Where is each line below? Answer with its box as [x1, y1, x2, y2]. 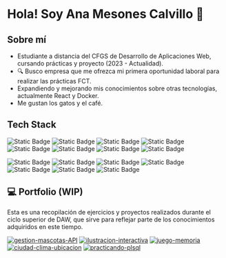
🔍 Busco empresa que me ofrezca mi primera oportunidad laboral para [17, 67, 220, 75]
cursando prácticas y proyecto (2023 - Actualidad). [17, 59, 164, 68]
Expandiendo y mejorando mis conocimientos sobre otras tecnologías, [17, 84, 218, 92]
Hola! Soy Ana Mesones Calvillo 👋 [7, 6, 205, 22]
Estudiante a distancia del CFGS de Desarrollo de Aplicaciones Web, [17, 52, 212, 60]
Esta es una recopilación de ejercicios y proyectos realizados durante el [7, 208, 212, 216]
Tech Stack [7, 119, 56, 130]
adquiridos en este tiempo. [7, 222, 83, 230]
